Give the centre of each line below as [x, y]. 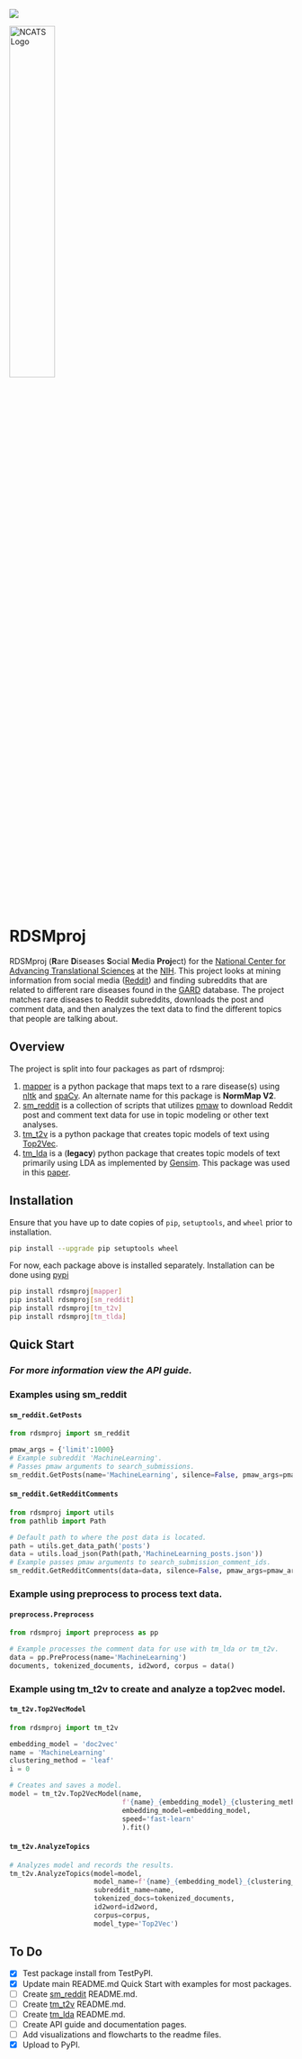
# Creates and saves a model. [66, 1786]
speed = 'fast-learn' [158, 1819]
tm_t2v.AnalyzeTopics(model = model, [76, 1873]
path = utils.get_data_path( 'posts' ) [80, 1545]
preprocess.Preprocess [52, 1614]
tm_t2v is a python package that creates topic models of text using [146, 1134]
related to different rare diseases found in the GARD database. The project [147, 989]
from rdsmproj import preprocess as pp [84, 1633]
